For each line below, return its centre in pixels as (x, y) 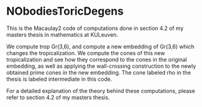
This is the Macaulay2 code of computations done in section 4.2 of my (95, 28)
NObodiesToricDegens (65, 11)
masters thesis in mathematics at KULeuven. (62, 34)
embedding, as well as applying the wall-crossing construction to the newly (101, 66)
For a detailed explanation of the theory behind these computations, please (101, 90)
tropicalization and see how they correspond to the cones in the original (97, 59)
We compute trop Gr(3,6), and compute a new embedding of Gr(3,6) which (100, 46)
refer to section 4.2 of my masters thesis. (58, 97)
